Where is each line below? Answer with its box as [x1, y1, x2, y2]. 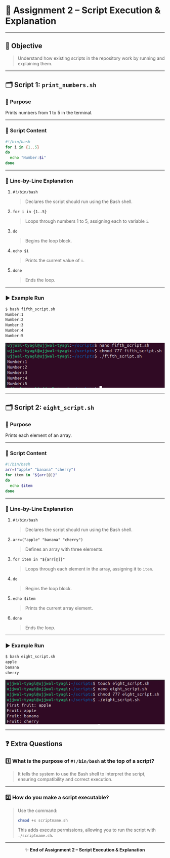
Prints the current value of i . [25, 258, 85, 264]
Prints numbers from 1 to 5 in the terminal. [5, 110, 93, 116]
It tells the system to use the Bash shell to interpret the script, [17, 771, 146, 777]
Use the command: [17, 807, 58, 813]
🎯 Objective [5, 42, 42, 50]
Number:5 [5, 334, 24, 339]
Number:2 [5, 317, 24, 322]
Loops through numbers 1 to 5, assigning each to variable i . [25, 218, 150, 224]
